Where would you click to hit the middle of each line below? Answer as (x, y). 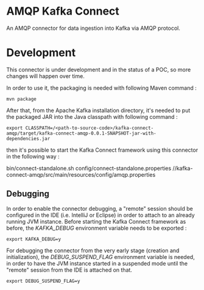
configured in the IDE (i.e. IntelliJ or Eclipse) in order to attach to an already (100, 215)
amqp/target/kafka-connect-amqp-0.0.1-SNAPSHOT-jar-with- (81, 133)
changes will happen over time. (46, 76)
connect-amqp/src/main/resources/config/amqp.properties (81, 174)
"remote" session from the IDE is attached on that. (69, 270)
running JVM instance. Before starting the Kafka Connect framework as (96, 221)
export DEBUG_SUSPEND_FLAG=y (43, 281)
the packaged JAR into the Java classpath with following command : (92, 116)
